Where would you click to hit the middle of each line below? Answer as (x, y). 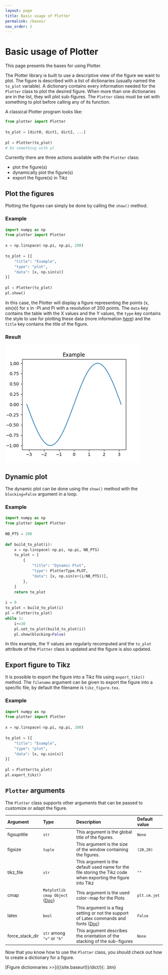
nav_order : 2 (19, 27)
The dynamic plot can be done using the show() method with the (71, 489)
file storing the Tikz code (102, 872)
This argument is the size (102, 844)
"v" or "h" (53, 938)
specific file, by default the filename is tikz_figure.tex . (62, 688)
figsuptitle (18, 834)
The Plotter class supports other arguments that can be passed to (74, 803)
